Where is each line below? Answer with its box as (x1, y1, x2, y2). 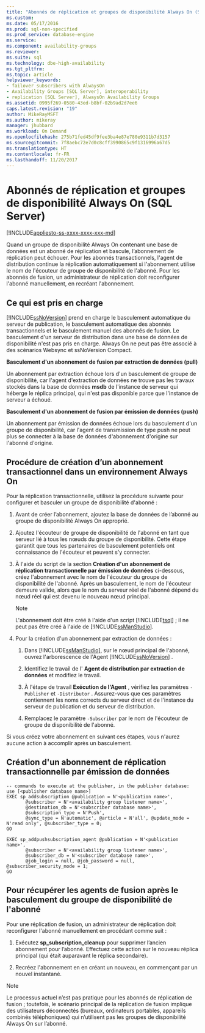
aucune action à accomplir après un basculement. (6, 739, 132, 746)
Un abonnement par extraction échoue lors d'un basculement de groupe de (6, 370, 196, 378)
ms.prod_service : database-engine (6, 32, 95, 38)
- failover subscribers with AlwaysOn (6, 83, 105, 89)
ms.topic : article (6, 72, 53, 78)
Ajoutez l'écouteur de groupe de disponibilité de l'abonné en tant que (15, 529, 190, 536)
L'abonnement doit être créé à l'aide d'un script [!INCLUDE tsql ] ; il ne (15, 616, 189, 623)
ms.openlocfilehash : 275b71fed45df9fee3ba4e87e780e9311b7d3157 (6, 134, 171, 141)
